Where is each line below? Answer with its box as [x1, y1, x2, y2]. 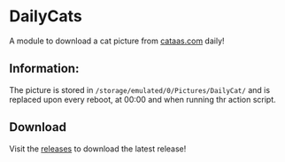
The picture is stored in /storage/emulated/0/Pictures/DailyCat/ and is [9, 84, 271, 95]
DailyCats [9, 6, 82, 27]
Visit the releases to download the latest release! [9, 143, 187, 154]
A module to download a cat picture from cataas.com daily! [9, 35, 225, 46]
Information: [9, 61, 80, 76]
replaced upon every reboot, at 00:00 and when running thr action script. [9, 94, 276, 104]
